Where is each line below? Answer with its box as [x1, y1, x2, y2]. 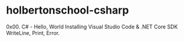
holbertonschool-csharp [6, 4, 129, 17]
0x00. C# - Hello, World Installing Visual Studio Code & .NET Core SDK [6, 23, 178, 30]
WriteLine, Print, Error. [6, 29, 60, 36]
